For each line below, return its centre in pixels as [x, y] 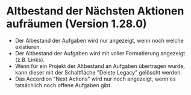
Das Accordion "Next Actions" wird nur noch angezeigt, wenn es [95, 79]
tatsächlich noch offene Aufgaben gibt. [63, 85]
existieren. [28, 47]
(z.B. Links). [30, 60]
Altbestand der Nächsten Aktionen [95, 11]
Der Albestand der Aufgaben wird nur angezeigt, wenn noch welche [99, 40]
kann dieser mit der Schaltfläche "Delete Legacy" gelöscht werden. [99, 72]
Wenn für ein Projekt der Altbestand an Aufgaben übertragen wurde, [100, 66]
